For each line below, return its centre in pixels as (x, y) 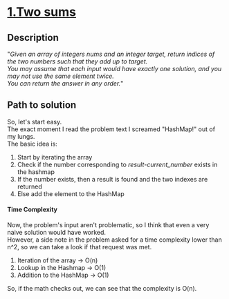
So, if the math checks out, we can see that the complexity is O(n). (102, 289)
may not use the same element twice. (61, 76)
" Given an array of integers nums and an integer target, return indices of (111, 54)
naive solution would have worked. (56, 233)
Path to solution (42, 105)
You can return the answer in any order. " (65, 83)
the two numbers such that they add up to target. (77, 61)
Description (33, 38)
